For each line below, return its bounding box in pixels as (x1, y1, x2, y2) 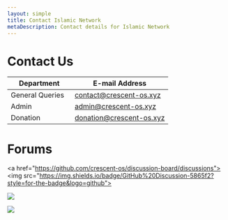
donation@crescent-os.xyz (74, 113, 165, 123)
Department (18, 78, 60, 88)
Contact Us (7, 53, 74, 69)
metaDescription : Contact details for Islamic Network (7, 23, 170, 30)
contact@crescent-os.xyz (74, 90, 162, 100)
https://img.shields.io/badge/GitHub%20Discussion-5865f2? (39, 172, 214, 180)
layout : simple (7, 10, 52, 17)
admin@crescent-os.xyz (74, 102, 157, 112)
